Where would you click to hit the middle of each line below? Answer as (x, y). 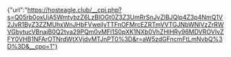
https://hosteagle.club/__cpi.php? (74, 10)
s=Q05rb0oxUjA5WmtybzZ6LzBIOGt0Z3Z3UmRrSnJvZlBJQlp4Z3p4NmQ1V (115, 17)
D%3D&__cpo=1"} (32, 46)
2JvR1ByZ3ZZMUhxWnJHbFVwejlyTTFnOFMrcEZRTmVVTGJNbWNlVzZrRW (115, 24)
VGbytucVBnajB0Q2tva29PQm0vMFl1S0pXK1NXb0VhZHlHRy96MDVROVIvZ (115, 32)
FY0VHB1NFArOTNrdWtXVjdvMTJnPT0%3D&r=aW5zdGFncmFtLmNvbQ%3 (115, 39)
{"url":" (17, 10)
